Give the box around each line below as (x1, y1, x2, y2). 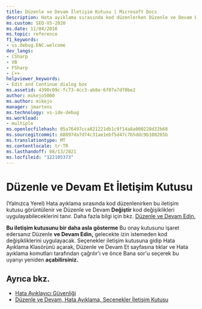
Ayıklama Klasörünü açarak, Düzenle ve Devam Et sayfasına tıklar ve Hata (6, 243, 188, 251)
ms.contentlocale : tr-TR (6, 142, 69, 149)
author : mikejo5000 (6, 93, 55, 99)
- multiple (6, 121, 34, 127)
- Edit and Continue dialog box (6, 82, 87, 88)
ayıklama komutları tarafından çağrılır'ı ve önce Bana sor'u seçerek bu (6, 250, 179, 257)
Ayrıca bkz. (6, 274, 50, 284)
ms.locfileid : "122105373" (6, 154, 74, 160)
